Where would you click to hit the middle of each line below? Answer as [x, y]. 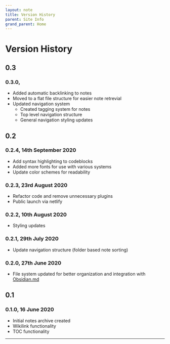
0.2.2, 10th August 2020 [36, 214]
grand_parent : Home [26, 24]
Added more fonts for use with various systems [62, 166]
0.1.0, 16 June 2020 [30, 310]
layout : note [19, 10]
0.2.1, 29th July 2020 [32, 239]
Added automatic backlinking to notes [52, 93]
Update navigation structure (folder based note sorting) [70, 250]
